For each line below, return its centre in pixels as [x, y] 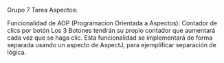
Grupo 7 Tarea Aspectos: [42, 10]
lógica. [16, 52]
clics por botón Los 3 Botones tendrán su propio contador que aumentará [111, 30]
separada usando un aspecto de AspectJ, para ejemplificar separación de [112, 45]
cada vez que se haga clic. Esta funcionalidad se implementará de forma [110, 38]
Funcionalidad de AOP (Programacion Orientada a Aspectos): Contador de [112, 23]
